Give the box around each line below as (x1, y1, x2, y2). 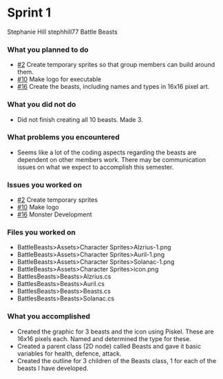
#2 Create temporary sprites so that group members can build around (17, 61, 215, 69)
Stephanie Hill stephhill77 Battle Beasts (7, 28, 118, 36)
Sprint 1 (7, 5, 52, 21)
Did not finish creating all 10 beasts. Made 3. (17, 115, 143, 123)
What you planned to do (7, 45, 89, 54)
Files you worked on (7, 227, 76, 237)
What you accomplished (7, 311, 91, 321)
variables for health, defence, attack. (17, 349, 122, 358)
